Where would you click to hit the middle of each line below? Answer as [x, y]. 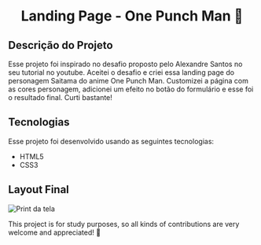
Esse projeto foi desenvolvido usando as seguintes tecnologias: [111, 141]
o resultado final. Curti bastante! [60, 97]
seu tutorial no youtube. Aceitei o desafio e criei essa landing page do [121, 72]
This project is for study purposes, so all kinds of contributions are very [124, 224]
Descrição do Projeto [61, 45]
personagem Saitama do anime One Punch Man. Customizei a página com [129, 81]
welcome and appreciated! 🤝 [54, 232]
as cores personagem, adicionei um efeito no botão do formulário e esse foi [131, 89]
